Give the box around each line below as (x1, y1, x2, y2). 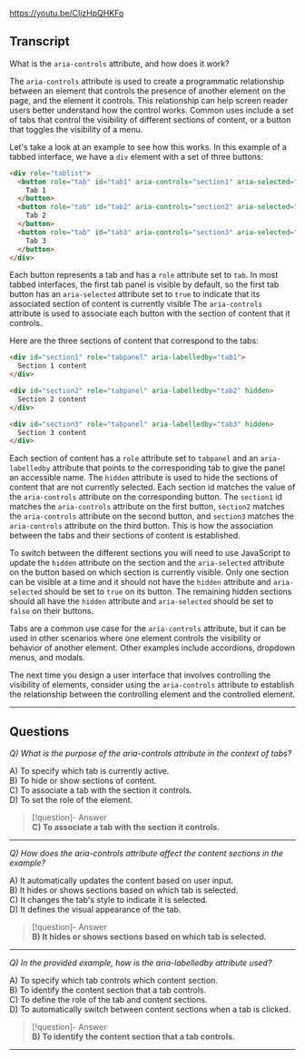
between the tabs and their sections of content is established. (9, 530, 241, 541)
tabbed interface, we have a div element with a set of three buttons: (9, 151, 264, 162)
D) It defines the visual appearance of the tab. (9, 904, 182, 915)
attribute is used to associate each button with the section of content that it (9, 308, 290, 319)
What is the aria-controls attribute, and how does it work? (9, 58, 230, 69)
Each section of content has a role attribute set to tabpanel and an (9, 453, 259, 464)
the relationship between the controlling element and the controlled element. (9, 689, 296, 700)
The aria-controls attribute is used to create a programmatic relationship (9, 75, 284, 86)
